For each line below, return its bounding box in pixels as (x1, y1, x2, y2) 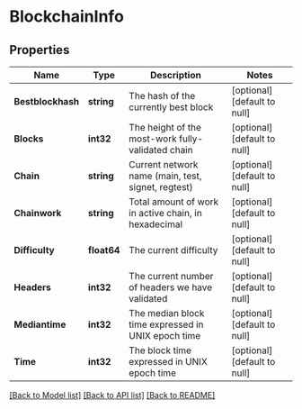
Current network (129, 159, 199, 170)
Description (149, 69, 202, 81)
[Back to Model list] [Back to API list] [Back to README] (9, 390, 216, 400)
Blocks (13, 132, 44, 145)
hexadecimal (129, 218, 182, 231)
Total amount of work (129, 195, 219, 208)
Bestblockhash (13, 95, 80, 107)
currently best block (129, 101, 214, 114)
